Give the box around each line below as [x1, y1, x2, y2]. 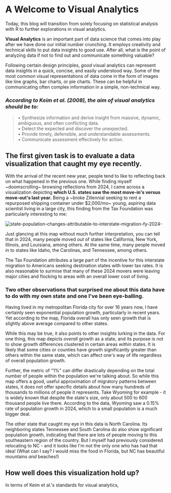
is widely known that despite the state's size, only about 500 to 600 [5, 395, 148, 401]
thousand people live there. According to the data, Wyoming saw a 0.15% [5, 400, 159, 406]
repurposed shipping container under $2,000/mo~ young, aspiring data [5, 200, 156, 206]
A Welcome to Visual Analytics [5, 4, 139, 15]
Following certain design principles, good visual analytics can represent [5, 62, 156, 68]
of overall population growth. [5, 357, 66, 364]
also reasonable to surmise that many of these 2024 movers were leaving [5, 268, 160, 274]
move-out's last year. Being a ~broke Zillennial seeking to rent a [5, 195, 141, 201]
